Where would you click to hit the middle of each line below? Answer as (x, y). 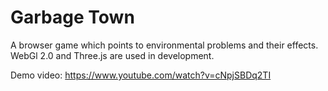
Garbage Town (72, 17)
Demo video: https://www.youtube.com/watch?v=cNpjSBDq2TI (141, 75)
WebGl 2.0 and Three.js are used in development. (112, 55)
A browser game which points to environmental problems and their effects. (164, 45)
